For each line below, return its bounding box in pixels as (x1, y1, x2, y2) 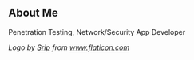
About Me (8, 6, 58, 20)
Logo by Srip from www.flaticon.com (8, 43, 130, 52)
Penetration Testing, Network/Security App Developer (8, 27, 186, 36)
